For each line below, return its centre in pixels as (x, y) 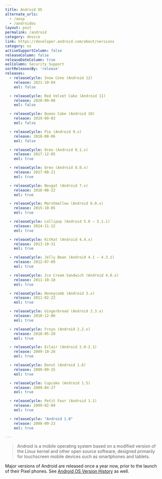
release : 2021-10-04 (35, 82)
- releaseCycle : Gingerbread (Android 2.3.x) (57, 311)
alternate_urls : (21, 14)
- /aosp (17, 19)
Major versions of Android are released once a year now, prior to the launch (81, 466)
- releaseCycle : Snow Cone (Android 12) (51, 78)
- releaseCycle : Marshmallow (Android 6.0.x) (57, 204)
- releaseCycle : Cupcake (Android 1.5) (50, 383)
